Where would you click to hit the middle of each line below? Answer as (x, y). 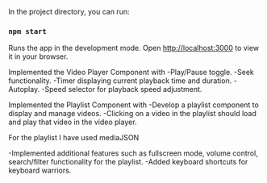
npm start (27, 31)
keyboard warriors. (40, 171)
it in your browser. (38, 56)
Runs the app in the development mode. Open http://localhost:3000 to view (134, 48)
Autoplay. (24, 89)
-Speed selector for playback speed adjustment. (122, 89)
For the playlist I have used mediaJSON (74, 138)
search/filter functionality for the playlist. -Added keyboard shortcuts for (128, 162)
